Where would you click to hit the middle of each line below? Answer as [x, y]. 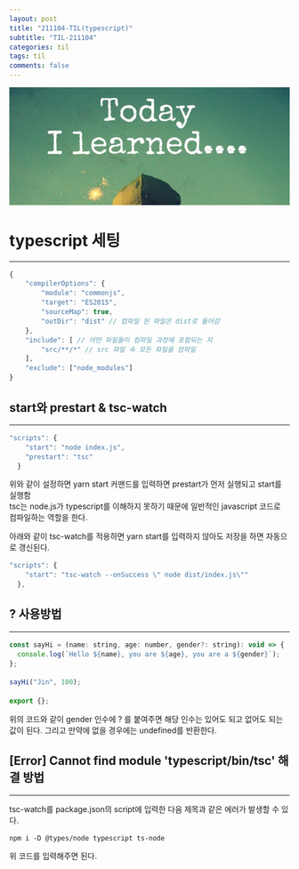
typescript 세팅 [65, 241]
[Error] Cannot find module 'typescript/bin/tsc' [142, 761]
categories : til [39, 47]
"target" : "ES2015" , [79, 302]
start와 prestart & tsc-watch [88, 408]
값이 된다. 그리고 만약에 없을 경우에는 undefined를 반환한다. [113, 730]
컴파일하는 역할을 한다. [48, 518]
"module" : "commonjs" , [83, 294]
